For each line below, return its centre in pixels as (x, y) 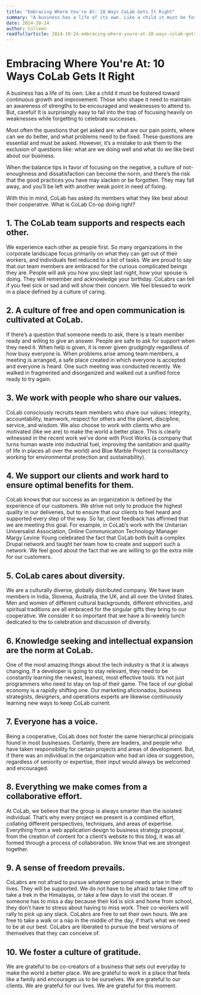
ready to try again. (29, 379)
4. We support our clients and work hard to (87, 475)
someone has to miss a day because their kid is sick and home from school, (100, 901)
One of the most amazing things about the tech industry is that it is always (98, 665)
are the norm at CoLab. (50, 650)
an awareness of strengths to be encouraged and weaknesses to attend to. (99, 106)
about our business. (31, 156)
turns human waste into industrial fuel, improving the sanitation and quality (98, 444)
